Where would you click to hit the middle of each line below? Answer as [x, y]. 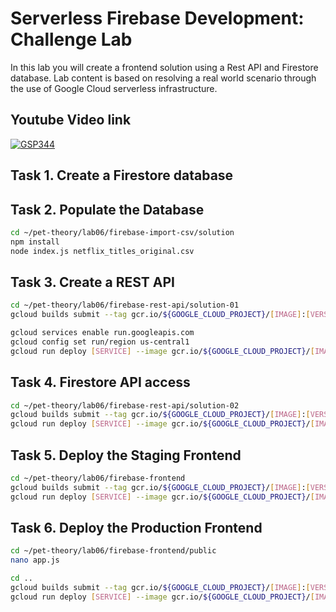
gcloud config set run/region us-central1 [100, 342]
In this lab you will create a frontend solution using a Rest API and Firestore [164, 67]
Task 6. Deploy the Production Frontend [136, 528]
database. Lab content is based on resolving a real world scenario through [163, 78]
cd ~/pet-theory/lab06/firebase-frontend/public [113, 551]
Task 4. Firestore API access [100, 382]
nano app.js [35, 560]
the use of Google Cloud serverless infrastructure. [114, 88]
